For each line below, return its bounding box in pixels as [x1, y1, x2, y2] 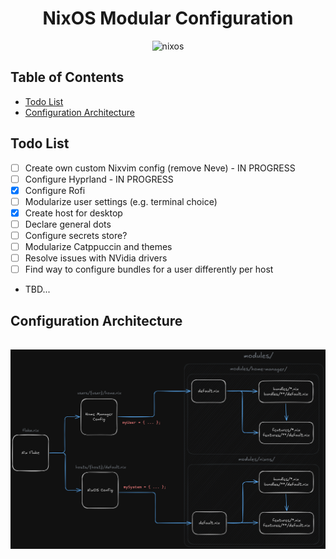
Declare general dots [24, 218, 112, 230]
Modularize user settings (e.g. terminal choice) [24, 195, 218, 207]
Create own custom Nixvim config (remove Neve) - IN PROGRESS [24, 162, 296, 174]
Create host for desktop [24, 207, 123, 219]
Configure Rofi [24, 184, 86, 196]
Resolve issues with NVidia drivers [24, 252, 168, 264]
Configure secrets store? [24, 229, 128, 241]
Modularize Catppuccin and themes [24, 241, 173, 252]
